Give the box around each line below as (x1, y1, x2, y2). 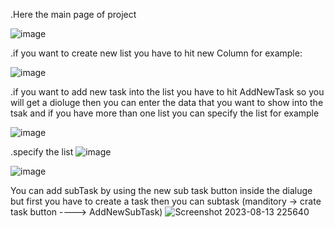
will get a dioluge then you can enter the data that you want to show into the (10, 97, 324, 108)
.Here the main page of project (10, 9, 137, 20)
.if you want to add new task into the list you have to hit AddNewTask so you (10, 86, 325, 98)
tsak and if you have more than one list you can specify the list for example (10, 107, 320, 119)
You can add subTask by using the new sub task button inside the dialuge (10, 185, 313, 196)
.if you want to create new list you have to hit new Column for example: (10, 47, 303, 59)
